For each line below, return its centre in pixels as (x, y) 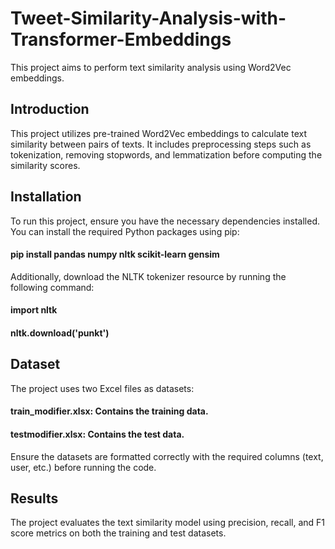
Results (34, 498)
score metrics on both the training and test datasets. (118, 533)
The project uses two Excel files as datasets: (102, 388)
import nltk (34, 310)
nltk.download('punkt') (60, 333)
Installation (46, 197)
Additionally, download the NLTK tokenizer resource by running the (148, 276)
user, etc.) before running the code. (83, 467)
